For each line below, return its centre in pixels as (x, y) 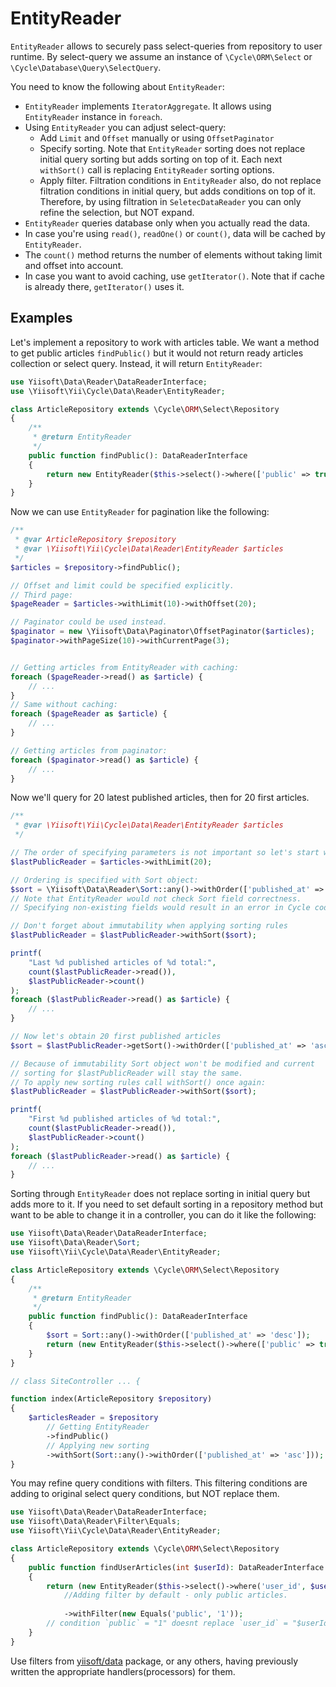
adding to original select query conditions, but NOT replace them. (145, 1494)
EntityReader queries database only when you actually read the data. (167, 223)
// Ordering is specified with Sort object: (104, 880)
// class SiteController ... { (75, 1381)
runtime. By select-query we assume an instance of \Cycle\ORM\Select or (161, 56)
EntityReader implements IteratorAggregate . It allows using (148, 106)
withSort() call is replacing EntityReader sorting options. (157, 169)
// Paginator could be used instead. (89, 622)
